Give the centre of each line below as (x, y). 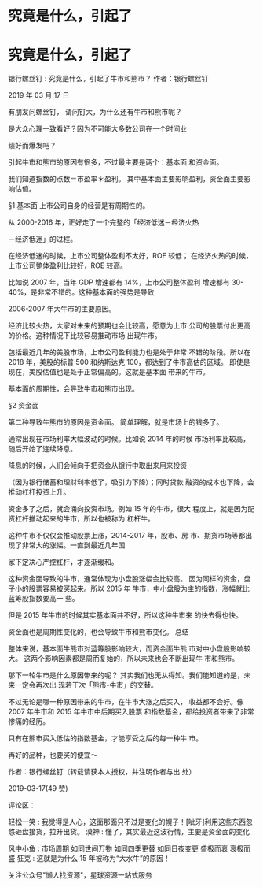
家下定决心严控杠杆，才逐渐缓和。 (63, 562)
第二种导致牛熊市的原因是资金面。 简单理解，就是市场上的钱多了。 (116, 422)
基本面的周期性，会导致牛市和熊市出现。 (73, 389)
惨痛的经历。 (29, 722)
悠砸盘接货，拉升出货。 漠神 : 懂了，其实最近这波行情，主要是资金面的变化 (129, 832)
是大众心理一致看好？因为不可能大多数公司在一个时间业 (97, 129)
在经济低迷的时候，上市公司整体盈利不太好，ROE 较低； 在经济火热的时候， (131, 256)
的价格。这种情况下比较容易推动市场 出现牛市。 (85, 336)
